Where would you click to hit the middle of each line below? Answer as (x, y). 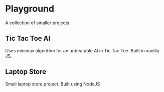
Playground (30, 9)
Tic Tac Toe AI (28, 38)
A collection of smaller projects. (38, 23)
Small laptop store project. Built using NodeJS (53, 84)
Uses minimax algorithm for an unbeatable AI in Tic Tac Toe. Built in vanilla (82, 50)
